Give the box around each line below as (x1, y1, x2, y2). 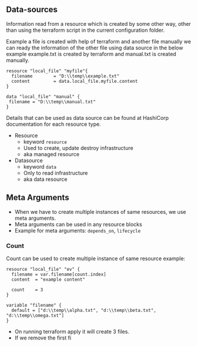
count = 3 (11, 287, 44, 293)
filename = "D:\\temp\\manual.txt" (8, 99, 96, 105)
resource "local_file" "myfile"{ (6, 68, 88, 74)
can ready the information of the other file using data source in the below (6, 44, 183, 51)
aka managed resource (23, 150, 79, 157)
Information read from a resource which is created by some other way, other (6, 20, 191, 27)
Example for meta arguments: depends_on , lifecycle (14, 227, 141, 234)
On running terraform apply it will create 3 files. (14, 328, 129, 335)
